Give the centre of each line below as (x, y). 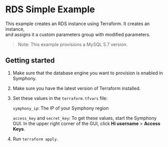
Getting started (30, 61)
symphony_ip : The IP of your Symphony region (61, 108)
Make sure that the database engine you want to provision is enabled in (88, 73)
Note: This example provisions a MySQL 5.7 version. (73, 44)
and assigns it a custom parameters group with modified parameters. (78, 34)
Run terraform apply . (35, 139)
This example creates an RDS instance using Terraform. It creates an (78, 24)
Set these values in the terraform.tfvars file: (60, 98)
